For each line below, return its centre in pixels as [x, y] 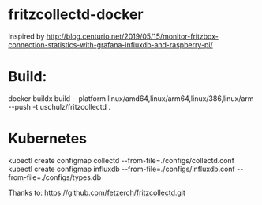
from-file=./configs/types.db [55, 177]
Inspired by [26, 36]
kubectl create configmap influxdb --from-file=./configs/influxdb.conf [122, 169]
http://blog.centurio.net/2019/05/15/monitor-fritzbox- [132, 36]
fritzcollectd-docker [76, 15]
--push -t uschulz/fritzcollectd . [60, 106]
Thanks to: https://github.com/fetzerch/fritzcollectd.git [97, 192]
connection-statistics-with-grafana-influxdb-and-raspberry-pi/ [110, 44]
